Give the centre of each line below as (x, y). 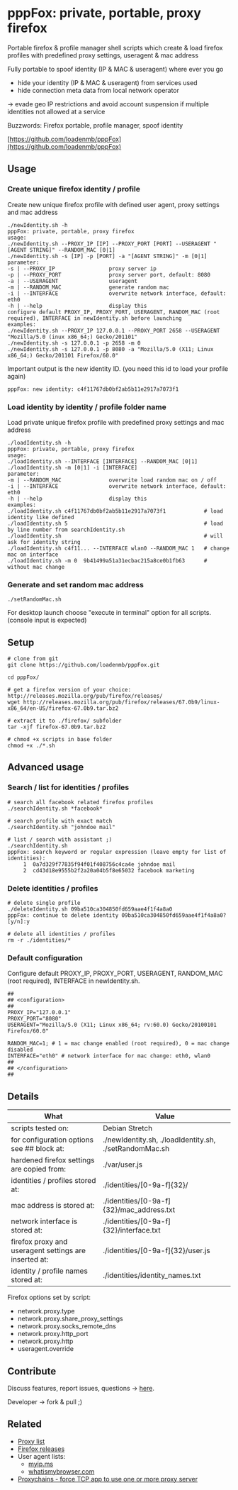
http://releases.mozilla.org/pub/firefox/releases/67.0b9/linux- (121, 702)
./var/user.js (123, 1164)
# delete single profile (44, 903)
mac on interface (33, 555)
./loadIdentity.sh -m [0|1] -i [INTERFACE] (73, 467)
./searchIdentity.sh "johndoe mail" (61, 827)
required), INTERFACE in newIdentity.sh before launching (95, 318)
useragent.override (46, 1349)
